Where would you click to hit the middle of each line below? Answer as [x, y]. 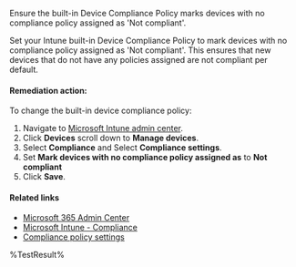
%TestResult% [37, 255]
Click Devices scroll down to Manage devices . [110, 138]
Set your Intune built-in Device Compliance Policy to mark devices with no [148, 41]
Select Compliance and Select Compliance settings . [122, 148]
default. [24, 69]
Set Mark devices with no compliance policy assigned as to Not [145, 158]
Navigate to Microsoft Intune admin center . [103, 128]
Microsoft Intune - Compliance [80, 228]
